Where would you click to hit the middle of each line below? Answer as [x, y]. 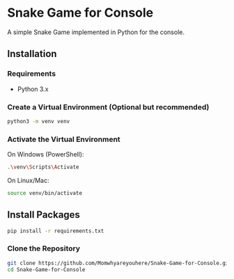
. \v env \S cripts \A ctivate [43, 167]
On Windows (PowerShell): [46, 154]
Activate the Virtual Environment [64, 139]
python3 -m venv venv [39, 121]
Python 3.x [33, 89]
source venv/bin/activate [45, 193]
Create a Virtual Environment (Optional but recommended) [108, 107]
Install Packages [44, 215]
